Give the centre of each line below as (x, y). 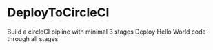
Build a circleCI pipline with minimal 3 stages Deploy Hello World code (106, 32)
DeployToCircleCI (58, 13)
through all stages (33, 38)
